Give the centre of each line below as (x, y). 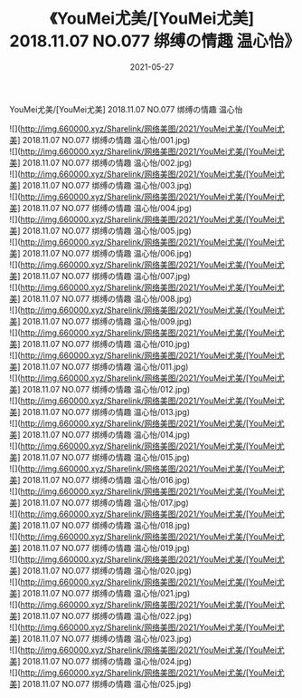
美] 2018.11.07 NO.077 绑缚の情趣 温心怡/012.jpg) (100, 389)
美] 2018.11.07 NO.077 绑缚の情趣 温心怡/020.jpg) (101, 570)
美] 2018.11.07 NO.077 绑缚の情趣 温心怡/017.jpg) (99, 502)
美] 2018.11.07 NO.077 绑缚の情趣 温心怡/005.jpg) (100, 230)
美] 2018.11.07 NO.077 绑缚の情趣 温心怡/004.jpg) (101, 208)
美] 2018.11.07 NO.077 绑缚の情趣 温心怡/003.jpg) (101, 185)
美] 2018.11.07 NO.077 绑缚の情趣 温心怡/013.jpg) (100, 412)
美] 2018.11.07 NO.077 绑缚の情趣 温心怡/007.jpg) (100, 276)
